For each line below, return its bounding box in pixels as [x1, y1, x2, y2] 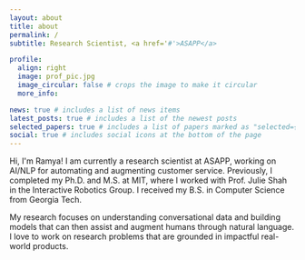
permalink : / [9, 30, 59, 39]
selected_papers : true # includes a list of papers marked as [9, 122, 250, 132]
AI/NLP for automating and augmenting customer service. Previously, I [9, 165, 273, 176]
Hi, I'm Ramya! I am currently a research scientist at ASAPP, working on [9, 155, 277, 166]
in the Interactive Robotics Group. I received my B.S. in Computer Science [9, 185, 285, 195]
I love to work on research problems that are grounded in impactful [9, 231, 260, 242]
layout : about [9, 13, 64, 23]
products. [32, 241, 69, 252]
